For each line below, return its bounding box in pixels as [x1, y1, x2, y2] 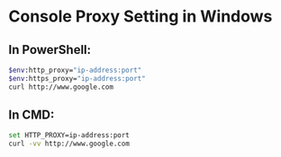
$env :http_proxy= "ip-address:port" [8, 65, 142, 74]
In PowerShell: [8, 42, 92, 57]
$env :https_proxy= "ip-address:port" [8, 74, 146, 83]
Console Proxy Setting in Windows [8, 6, 273, 27]
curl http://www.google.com [8, 83, 114, 92]
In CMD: [8, 108, 55, 123]
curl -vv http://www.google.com [8, 139, 130, 149]
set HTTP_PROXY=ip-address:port [8, 131, 130, 140]
